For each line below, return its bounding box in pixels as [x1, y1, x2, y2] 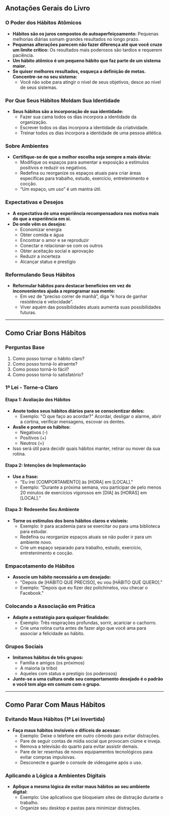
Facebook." [20, 590, 44, 596]
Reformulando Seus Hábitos [5, 271, 75, 278]
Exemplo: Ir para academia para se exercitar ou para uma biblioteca [20, 523, 160, 529]
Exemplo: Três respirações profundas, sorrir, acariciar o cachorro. [20, 620, 157, 626]
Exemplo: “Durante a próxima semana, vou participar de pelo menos [20, 484, 161, 490]
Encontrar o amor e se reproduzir [20, 237, 89, 243]
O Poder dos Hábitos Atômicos [5, 19, 82, 26]
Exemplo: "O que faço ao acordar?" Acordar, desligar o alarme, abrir [20, 413, 162, 419]
